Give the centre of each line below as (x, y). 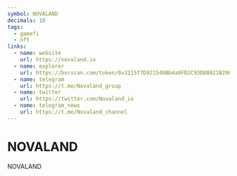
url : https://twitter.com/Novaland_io (77, 99)
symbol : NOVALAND (33, 14)
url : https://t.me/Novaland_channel (74, 112)
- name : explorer (39, 66)
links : (17, 46)
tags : (15, 27)
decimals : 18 (26, 20)
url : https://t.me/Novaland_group (71, 86)
